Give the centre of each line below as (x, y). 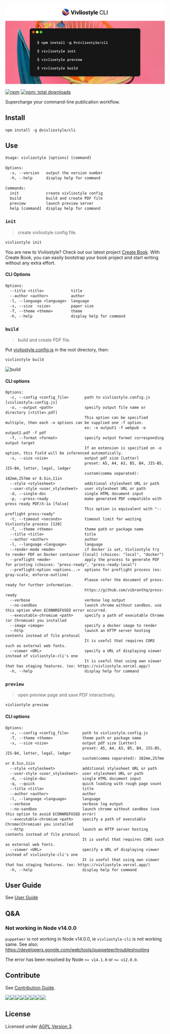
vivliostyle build (25, 360)
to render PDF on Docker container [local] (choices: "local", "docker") (85, 555)
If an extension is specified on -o (123, 448)
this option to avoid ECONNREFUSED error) (51, 814)
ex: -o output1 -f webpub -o (115, 428)
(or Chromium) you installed (36, 621)
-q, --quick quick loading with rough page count (86, 783)
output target (20, 443)
